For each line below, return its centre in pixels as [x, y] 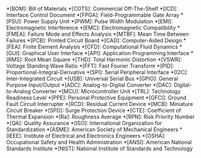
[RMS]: [15, 60]
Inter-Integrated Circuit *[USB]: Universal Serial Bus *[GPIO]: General [92, 78]
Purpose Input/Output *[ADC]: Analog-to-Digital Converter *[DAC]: [89, 85]
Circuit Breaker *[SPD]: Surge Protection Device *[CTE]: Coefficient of [94, 110]
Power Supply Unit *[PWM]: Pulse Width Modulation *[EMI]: [98, 21]
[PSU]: [14, 21]
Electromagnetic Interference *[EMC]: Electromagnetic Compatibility [91, 28]
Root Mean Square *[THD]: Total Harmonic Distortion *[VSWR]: [103, 60]
